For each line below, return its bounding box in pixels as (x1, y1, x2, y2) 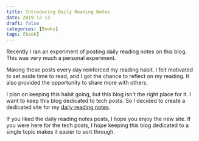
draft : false (6, 20, 40, 26)
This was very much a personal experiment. (6, 54, 116, 62)
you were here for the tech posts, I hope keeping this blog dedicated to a (6, 122, 189, 129)
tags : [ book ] (6, 31, 40, 38)
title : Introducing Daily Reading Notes (6, 8, 111, 15)
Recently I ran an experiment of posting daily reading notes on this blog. (6, 48, 187, 55)
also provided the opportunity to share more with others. (6, 79, 148, 87)
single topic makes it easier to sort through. (6, 128, 116, 136)
